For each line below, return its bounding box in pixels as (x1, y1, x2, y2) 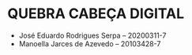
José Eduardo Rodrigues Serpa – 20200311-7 (18, 31, 167, 40)
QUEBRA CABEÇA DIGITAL (7, 5, 185, 23)
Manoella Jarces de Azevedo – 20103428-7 (18, 38, 161, 48)
